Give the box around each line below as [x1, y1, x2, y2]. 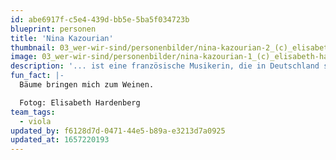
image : [10, 52, 38, 62]
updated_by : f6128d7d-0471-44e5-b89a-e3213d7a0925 [10, 126, 226, 136]
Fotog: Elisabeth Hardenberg [19, 97, 141, 108]
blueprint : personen [10, 24, 97, 34]
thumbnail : [10, 42, 56, 53]
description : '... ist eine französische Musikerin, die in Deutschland [10, 61, 320, 71]
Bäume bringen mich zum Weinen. [19, 80, 155, 90]
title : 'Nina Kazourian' [10, 33, 114, 43]
